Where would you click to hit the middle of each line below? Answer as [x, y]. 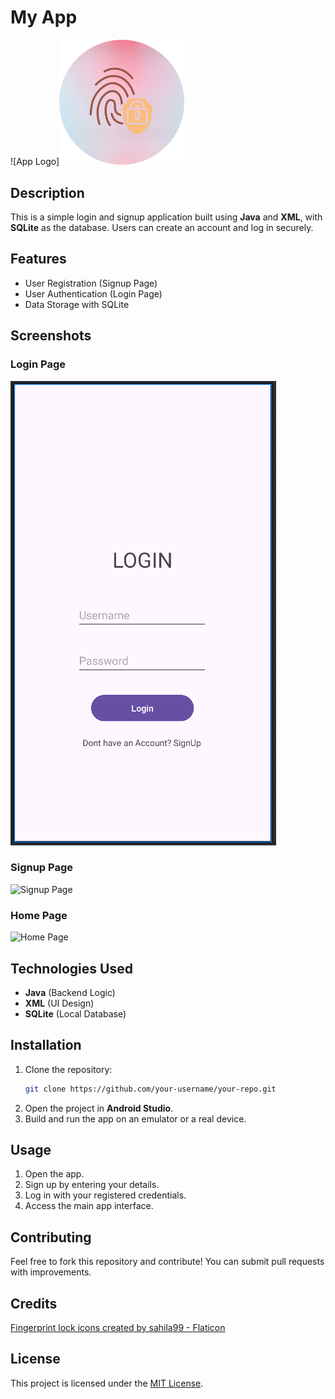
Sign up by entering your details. [92, 1185]
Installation [46, 1045]
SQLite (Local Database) [75, 1013]
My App [44, 17]
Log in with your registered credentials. [105, 1195]
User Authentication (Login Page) [93, 293]
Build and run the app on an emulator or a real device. [135, 1118]
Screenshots [51, 336]
